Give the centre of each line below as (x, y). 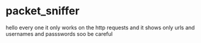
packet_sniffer (42, 11)
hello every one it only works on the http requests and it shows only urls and (100, 27)
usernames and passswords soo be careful (59, 33)
